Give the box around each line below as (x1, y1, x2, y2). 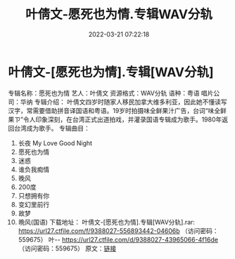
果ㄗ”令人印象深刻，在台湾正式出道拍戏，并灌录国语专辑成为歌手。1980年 (8, 115, 222, 124)
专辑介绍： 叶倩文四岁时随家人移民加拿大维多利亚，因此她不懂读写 (34, 98, 227, 106)
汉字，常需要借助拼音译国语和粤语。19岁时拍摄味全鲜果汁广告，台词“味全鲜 (8, 106, 227, 114)
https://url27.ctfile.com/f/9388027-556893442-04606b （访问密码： (18, 226, 219, 235)
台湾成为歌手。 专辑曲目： (13, 124, 90, 132)
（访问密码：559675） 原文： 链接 (18, 244, 117, 253)
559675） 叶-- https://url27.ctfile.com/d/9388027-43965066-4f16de (18, 235, 219, 244)
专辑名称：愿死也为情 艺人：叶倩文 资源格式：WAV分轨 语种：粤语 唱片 (8, 88, 214, 97)
